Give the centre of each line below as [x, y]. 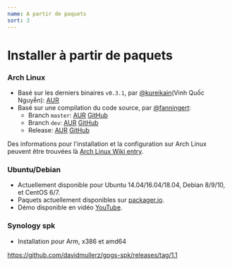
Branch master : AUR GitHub [68, 115]
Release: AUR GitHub [59, 130]
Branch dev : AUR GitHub [63, 122]
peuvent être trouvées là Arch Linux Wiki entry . [75, 151]
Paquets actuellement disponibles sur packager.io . [91, 200]
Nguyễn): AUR [38, 100]
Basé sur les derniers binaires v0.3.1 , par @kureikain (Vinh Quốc [111, 92]
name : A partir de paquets [47, 14]
